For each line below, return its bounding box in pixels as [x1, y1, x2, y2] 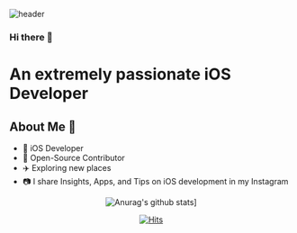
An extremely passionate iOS [9, 64, 231, 85]
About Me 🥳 [9, 119, 76, 134]
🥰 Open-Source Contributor [22, 152, 126, 163]
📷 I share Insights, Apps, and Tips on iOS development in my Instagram [22, 175, 289, 186]
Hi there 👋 [9, 31, 54, 43]
